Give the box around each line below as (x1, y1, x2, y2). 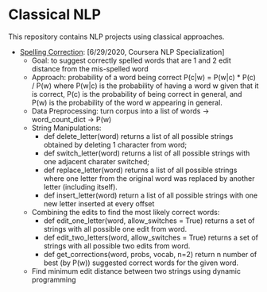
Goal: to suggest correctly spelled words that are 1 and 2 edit (31, 56, 232, 65)
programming (31, 275, 77, 284)
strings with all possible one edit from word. (43, 224, 188, 233)
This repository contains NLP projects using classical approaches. (8, 32, 225, 41)
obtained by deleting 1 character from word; (43, 140, 188, 149)
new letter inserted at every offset (43, 198, 155, 208)
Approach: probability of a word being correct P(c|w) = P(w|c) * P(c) (31, 72, 257, 82)
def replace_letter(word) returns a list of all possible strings (43, 165, 238, 175)
